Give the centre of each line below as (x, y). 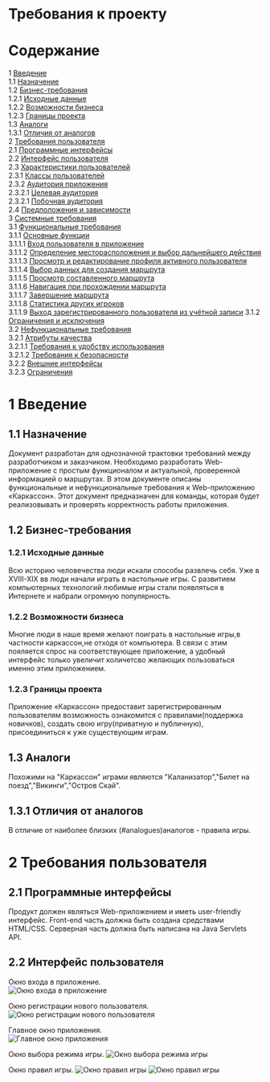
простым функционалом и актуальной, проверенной (150, 470)
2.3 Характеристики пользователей (70, 167)
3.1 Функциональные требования (65, 227)
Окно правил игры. (41, 1069)
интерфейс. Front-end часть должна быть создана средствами (117, 920)
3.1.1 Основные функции (49, 236)
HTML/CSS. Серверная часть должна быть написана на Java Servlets (128, 928)
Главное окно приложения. (55, 1030)
